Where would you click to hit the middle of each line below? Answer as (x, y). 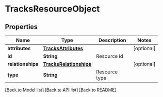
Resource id (110, 56)
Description (112, 40)
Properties (21, 27)
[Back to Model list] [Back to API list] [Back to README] (61, 90)
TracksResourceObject (52, 9)
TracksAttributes (63, 48)
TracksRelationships (67, 64)
